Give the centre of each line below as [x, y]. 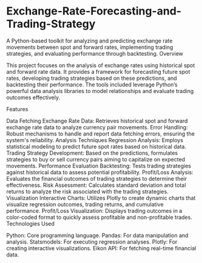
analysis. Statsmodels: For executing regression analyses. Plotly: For [92, 242]
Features [17, 109]
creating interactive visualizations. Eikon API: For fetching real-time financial [101, 248]
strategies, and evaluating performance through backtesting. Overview [95, 53]
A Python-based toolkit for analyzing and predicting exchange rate [89, 41]
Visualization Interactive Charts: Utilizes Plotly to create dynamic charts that [101, 198]
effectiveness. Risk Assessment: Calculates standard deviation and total [96, 185]
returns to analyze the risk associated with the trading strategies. [87, 191]
